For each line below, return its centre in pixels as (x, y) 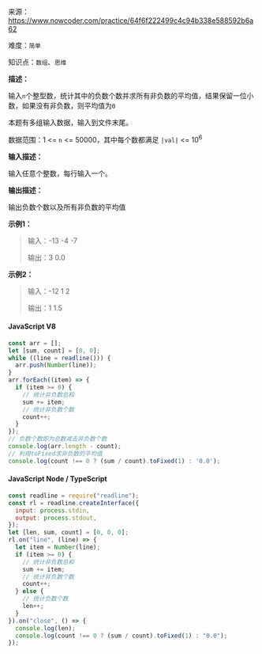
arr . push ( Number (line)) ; (56, 365)
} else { (30, 591)
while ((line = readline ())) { (60, 358)
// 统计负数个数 (45, 599)
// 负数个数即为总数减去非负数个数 (58, 439)
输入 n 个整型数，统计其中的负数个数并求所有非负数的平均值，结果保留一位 (127, 96)
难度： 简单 (24, 45)
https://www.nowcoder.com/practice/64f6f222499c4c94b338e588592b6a (131, 21)
